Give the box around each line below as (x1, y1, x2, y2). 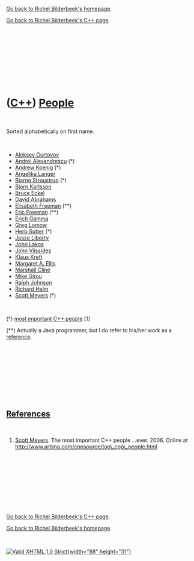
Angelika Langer (14, 170, 56, 177)
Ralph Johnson (14, 279, 52, 286)
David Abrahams (14, 196, 56, 203)
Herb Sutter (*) (14, 228, 52, 235)
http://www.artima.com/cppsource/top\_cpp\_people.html (14, 442, 158, 450)
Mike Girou (14, 272, 42, 279)
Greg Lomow (14, 221, 47, 228)
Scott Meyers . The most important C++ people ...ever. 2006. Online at (14, 436, 188, 444)
